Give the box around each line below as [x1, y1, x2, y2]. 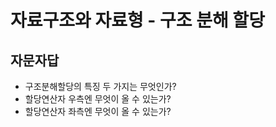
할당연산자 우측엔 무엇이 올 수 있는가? [24, 93, 172, 105]
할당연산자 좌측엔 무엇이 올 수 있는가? [24, 106, 172, 117]
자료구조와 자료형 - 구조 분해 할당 [10, 9, 265, 32]
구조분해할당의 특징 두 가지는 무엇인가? [24, 81, 177, 92]
